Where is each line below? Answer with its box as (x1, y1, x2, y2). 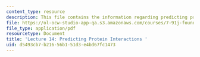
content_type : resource (6, 8, 65, 15)
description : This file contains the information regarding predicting (6, 14, 187, 20)
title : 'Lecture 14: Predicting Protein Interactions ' (6, 36, 148, 42)
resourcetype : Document (6, 31, 65, 37)
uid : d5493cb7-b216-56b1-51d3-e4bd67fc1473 (6, 42, 116, 48)
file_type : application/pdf (6, 25, 76, 31)
